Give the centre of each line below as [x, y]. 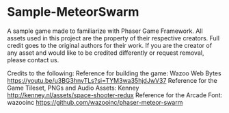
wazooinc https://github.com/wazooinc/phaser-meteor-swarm [95, 102]
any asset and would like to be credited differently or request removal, [106, 53]
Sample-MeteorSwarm [73, 12]
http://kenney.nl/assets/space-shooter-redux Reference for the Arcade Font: [115, 95]
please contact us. [33, 60]
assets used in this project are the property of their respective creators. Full [113, 38]
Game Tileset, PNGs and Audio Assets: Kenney [73, 88]
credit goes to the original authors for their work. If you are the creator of [110, 45]
